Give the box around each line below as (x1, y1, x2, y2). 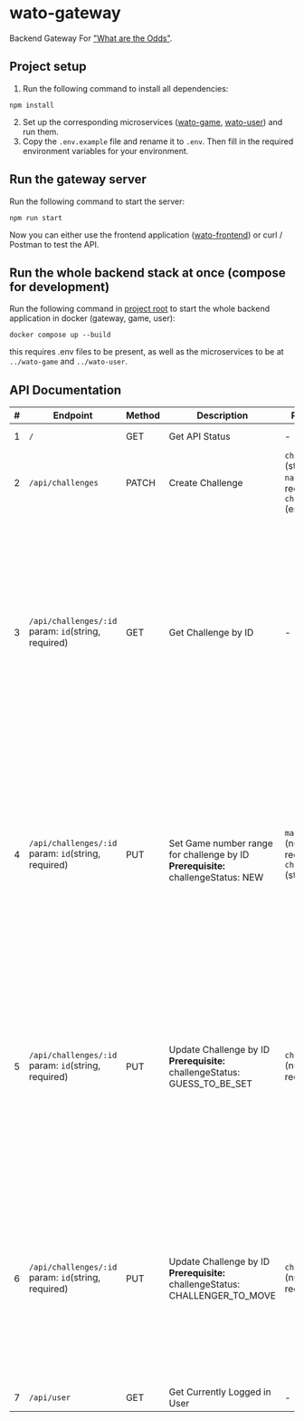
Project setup (9, 59, 88, 74)
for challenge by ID (168, 849, 250, 861)
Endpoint (52, 409, 93, 422)
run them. (22, 126, 59, 137)
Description (196, 409, 249, 422)
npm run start (9, 213, 63, 222)
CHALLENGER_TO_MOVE (168, 1290, 276, 1302)
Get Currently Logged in (168, 1386, 271, 1398)
